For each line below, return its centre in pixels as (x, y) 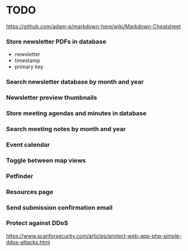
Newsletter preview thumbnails (52, 98)
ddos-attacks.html (28, 242)
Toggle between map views (46, 160)
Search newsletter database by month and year (75, 82)
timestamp (27, 61)
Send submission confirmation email (59, 207)
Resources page (30, 192)
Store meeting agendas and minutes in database (76, 113)
